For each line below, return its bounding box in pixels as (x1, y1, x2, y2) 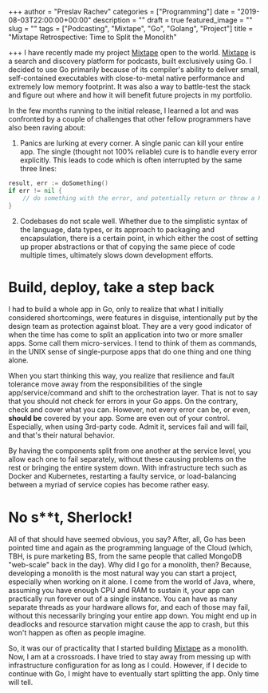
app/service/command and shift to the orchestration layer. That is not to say (8, 388, 258, 398)
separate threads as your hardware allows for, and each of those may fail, (8, 603, 250, 612)
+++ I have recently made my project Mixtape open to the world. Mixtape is (8, 48, 257, 57)
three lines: (19, 164, 57, 173)
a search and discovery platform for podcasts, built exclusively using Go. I (8, 56, 252, 66)
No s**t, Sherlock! (8, 508, 133, 527)
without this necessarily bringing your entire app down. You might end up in (8, 611, 258, 621)
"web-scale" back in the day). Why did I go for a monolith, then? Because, (8, 560, 252, 570)
